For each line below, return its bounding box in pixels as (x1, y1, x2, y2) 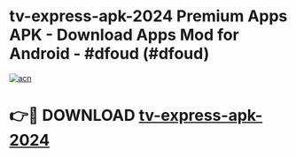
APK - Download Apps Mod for (9, 25, 239, 45)
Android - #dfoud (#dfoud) (9, 44, 210, 64)
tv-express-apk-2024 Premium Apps (9, 6, 288, 26)
